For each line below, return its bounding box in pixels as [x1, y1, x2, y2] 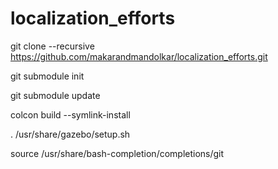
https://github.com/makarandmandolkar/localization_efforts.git [10, 50, 268, 62]
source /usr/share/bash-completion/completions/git [10, 147, 225, 159]
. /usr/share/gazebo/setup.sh [10, 128, 131, 140]
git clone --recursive [10, 40, 95, 52]
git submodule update [10, 89, 101, 101]
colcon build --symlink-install [10, 108, 131, 121]
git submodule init [10, 70, 85, 82]
